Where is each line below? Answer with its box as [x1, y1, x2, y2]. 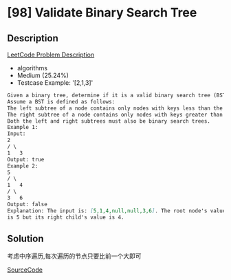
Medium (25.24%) [16, 71, 69, 79]
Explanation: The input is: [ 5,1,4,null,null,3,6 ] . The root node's [7, 207, 208, 214]
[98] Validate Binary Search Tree [7, 5, 197, 21]
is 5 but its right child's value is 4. [7, 214, 125, 221]
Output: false [7, 201, 48, 208]
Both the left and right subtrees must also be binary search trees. [7, 117, 211, 125]
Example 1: [7, 124, 38, 131]
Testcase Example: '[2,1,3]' [16, 79, 93, 87]
